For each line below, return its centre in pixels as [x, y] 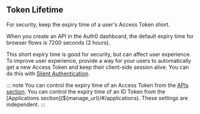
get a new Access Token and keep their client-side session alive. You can [98, 67]
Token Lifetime [35, 10]
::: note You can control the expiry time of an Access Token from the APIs [98, 85]
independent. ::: [26, 104]
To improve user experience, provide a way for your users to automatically [99, 60]
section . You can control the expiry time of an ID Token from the [86, 91]
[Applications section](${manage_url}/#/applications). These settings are [97, 98]
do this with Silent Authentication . [48, 73]
